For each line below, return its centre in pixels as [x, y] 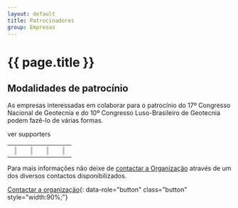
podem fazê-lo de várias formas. [55, 121]
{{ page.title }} [51, 62]
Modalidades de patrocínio [68, 88]
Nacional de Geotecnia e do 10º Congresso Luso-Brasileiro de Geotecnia [114, 113]
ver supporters [29, 134]
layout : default [31, 14]
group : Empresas [31, 27]
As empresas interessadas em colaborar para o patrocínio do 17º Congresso [119, 105]
